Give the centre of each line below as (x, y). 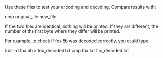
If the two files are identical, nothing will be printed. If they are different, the (82, 26)
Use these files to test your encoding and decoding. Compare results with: (81, 7)
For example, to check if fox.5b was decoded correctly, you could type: (78, 41)
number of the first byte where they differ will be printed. (63, 31)
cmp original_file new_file (31, 16)
